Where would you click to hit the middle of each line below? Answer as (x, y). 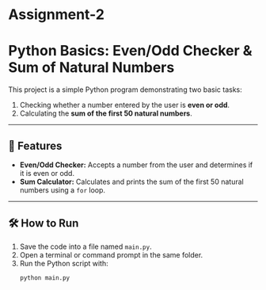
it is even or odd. (47, 173)
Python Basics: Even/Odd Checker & (130, 51)
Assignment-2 (57, 15)
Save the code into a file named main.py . (85, 246)
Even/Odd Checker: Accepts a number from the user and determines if (136, 165)
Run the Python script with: (64, 263)
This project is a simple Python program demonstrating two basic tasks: (125, 90)
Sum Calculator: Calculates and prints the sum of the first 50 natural (131, 181)
